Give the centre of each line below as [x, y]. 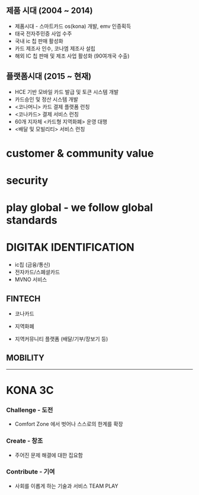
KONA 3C [30, 390]
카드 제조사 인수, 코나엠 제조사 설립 [55, 48]
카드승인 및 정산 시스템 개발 [46, 99]
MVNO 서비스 [31, 280]
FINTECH [23, 299]
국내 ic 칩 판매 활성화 [39, 41]
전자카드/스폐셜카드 [37, 272]
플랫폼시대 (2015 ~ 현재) [49, 76]
